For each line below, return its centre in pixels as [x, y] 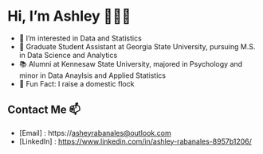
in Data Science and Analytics [68, 55]
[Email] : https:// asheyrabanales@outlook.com [95, 133]
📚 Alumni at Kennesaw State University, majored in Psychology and [131, 64]
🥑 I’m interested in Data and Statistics [80, 38]
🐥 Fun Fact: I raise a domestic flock [77, 83]
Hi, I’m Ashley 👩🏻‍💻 [69, 16]
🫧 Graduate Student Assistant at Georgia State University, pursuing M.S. [137, 46]
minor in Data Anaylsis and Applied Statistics [92, 75]
